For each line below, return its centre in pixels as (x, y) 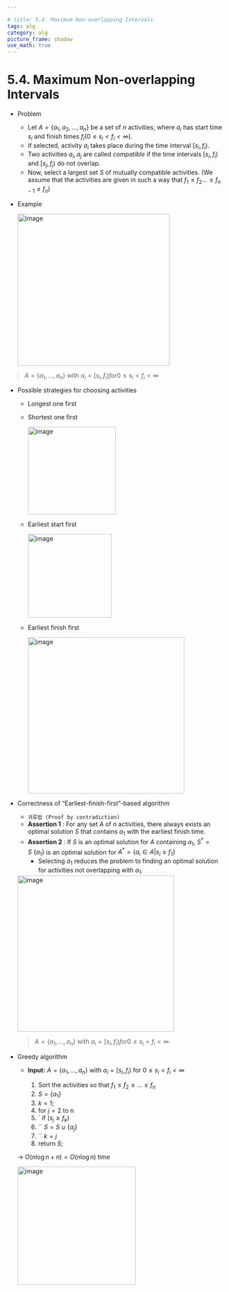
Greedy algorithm (42, 1057)
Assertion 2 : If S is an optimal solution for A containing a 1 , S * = (119, 842)
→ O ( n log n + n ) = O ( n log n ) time (64, 1157)
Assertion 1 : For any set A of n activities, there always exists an (119, 824)
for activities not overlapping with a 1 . (91, 871)
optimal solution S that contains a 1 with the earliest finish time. (117, 832)
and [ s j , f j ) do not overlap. (64, 164)
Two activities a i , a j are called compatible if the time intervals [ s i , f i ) (123, 155)
